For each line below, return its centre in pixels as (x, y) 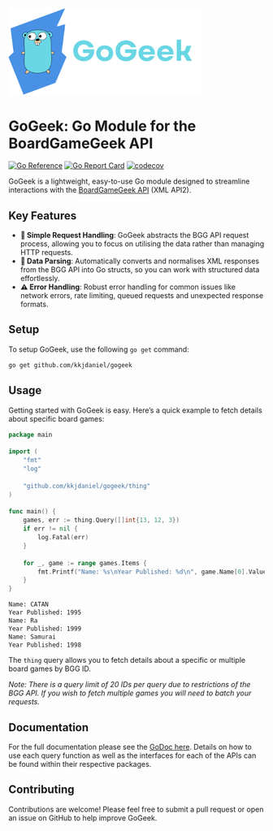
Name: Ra (23, 621)
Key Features (43, 216)
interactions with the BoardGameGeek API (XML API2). (100, 190)
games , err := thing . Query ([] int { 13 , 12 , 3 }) (102, 520)
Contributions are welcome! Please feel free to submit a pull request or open (136, 809)
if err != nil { (51, 529)
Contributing (41, 790)
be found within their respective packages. (80, 764)
